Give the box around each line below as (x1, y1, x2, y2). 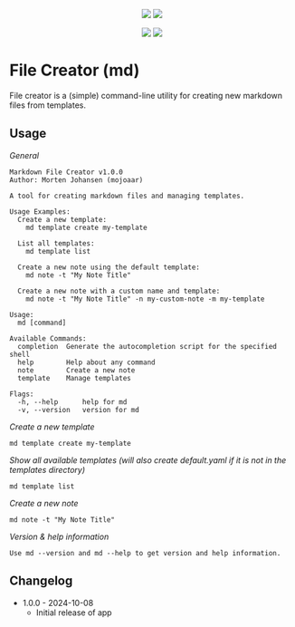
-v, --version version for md (17, 405, 140, 414)
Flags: (9, 390, 34, 399)
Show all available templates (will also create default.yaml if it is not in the (9, 454, 287, 466)
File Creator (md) (9, 60, 140, 81)
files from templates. (9, 100, 86, 111)
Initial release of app (35, 607, 112, 618)
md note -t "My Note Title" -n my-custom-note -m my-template (25, 294, 265, 304)
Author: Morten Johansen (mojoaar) (9, 175, 144, 185)
